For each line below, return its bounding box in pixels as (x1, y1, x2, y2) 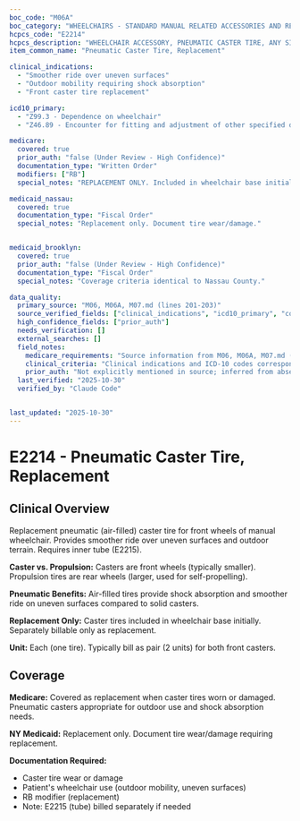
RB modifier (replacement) (21, 791, 121, 802)
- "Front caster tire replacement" (17, 87, 150, 97)
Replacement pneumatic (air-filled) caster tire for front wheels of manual (9, 525, 276, 535)
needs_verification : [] (17, 326, 105, 335)
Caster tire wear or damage (21, 772, 123, 783)
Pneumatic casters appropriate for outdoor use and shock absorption (9, 701, 264, 712)
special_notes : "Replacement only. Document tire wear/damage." (17, 219, 262, 228)
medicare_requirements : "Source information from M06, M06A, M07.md (25, 351, 286, 360)
